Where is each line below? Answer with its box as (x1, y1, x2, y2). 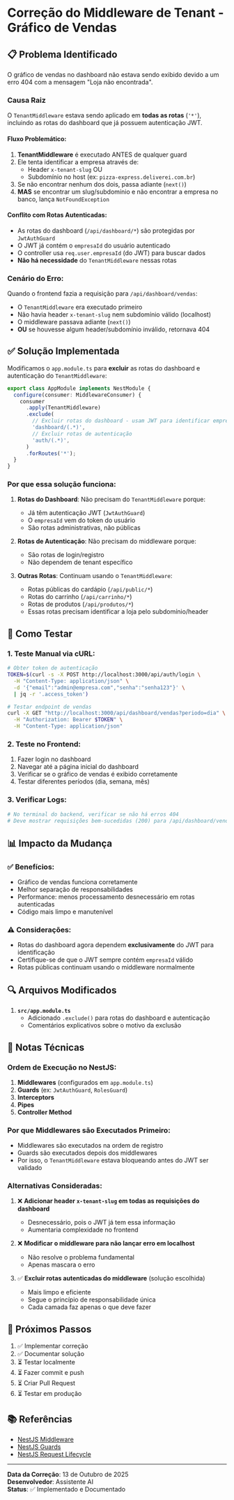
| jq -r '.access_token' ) (13, 691, 89, 698)
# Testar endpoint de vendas (7, 703, 92, 710)
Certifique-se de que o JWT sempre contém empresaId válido (17, 955, 194, 964)
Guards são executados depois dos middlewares (17, 1148, 158, 1158)
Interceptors (17, 1092, 54, 1102)
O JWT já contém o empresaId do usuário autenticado (17, 241, 171, 250)
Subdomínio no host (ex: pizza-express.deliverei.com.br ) (27, 173, 196, 181)
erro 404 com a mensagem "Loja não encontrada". (7, 78, 153, 86)
